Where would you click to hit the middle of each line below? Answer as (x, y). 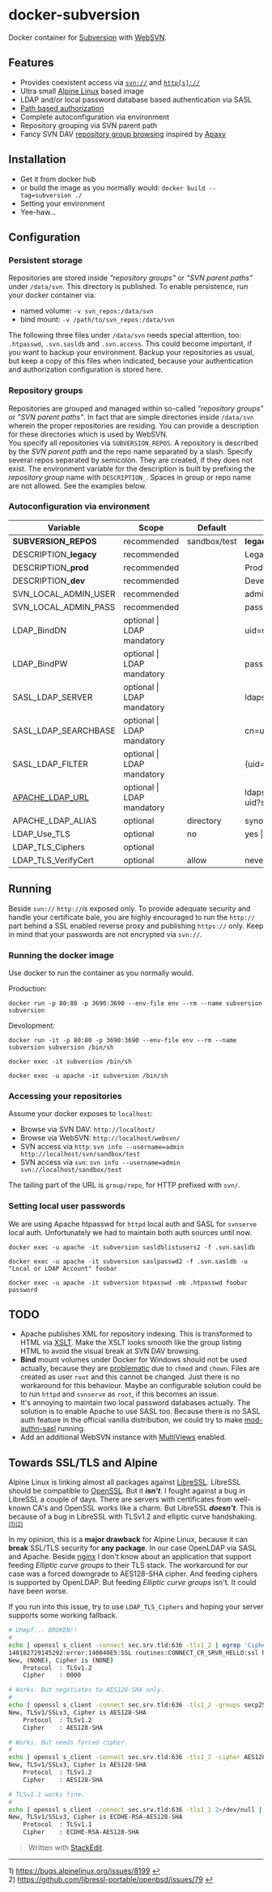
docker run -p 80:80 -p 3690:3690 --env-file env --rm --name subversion (136, 1003)
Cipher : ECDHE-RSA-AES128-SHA (81, 1832)
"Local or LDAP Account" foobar (63, 1268)
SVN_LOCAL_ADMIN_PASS (64, 607)
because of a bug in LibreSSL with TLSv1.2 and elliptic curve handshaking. (133, 1517)
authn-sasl (38, 1429)
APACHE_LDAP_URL (51, 797)
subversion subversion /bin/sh (61, 1047)
